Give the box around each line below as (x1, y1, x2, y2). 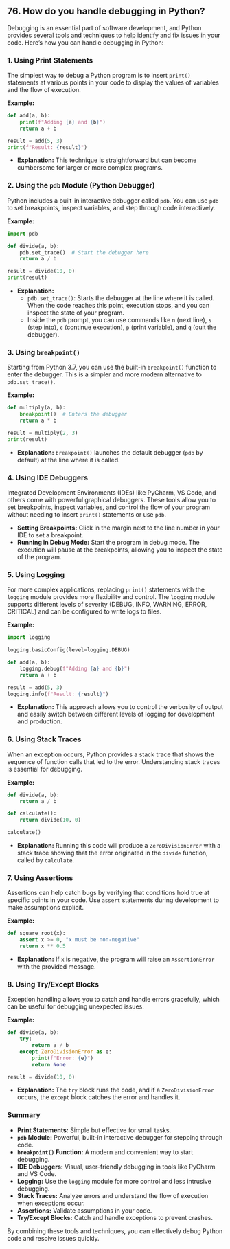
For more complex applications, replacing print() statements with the (7, 585, 205, 594)
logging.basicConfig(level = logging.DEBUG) (7, 646, 130, 653)
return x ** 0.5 (19, 943, 67, 950)
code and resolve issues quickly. (7, 1234, 100, 1242)
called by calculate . (16, 856, 74, 864)
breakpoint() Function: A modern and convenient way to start (16, 1147, 194, 1156)
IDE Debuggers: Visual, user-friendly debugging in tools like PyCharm (16, 1162, 216, 1171)
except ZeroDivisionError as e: (19, 1048, 112, 1055)
